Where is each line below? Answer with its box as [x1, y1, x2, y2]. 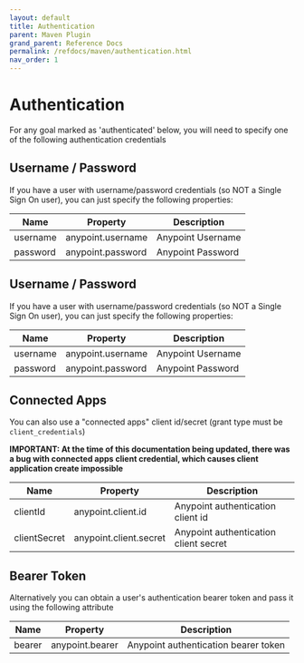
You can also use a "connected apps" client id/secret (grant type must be [9, 416, 283, 427]
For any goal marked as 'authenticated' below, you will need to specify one [9, 124, 289, 135]
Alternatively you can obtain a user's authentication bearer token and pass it [9, 592, 294, 603]
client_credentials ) [9, 426, 86, 437]
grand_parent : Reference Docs [9, 38, 124, 48]
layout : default [9, 13, 71, 23]
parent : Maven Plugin [9, 30, 91, 39]
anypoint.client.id [73, 505, 147, 518]
